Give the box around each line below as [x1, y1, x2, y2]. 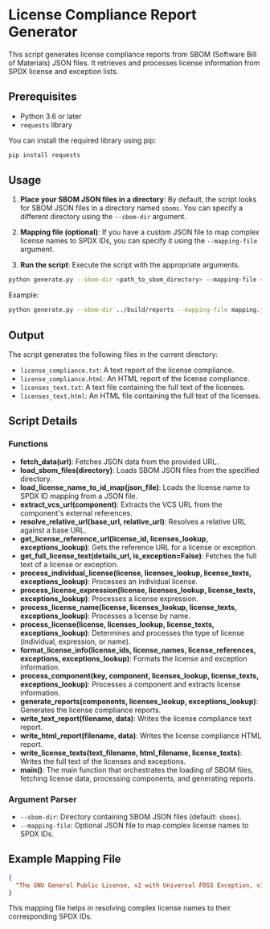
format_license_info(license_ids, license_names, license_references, [19, 645, 256, 654]
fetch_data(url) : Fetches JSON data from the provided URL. [19, 457, 219, 467]
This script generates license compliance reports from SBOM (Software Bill [8, 49, 257, 59]
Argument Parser [8, 794, 77, 805]
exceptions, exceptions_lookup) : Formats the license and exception [19, 653, 247, 663]
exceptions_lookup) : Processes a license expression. [19, 594, 198, 603]
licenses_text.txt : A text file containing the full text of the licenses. [19, 383, 246, 392]
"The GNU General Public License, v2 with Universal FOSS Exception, [15, 881, 253, 890]
